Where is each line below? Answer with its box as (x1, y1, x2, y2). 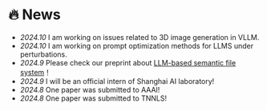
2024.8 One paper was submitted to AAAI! (19, 85, 160, 94)
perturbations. (19, 50, 67, 59)
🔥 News (8, 6, 62, 24)
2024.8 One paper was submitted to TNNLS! (19, 93, 168, 103)
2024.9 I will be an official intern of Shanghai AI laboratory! (19, 76, 215, 85)
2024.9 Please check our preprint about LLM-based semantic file (19, 57, 237, 67)
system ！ (19, 67, 52, 77)
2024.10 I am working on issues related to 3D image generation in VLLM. (19, 32, 260, 42)
